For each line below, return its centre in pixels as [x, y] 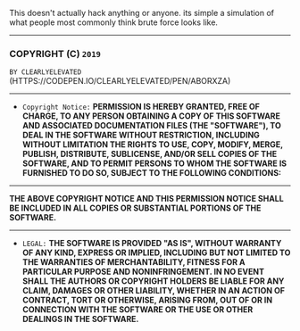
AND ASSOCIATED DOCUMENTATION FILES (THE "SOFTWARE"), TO [151, 126]
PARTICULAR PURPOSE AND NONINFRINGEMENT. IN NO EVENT [143, 272]
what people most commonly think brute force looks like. [114, 22]
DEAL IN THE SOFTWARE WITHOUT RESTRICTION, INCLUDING [141, 135]
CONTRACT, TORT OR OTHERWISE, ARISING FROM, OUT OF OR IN [147, 300]
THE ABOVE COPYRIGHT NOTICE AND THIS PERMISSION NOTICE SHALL [146, 199]
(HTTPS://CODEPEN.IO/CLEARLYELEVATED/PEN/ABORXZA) [120, 81]
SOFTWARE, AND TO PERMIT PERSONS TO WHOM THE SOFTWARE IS [154, 163]
